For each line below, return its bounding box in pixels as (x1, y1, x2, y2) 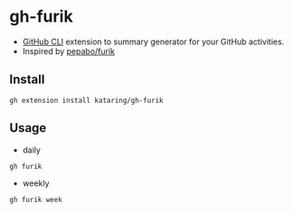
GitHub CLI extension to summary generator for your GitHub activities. (22, 36, 285, 47)
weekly (22, 178, 50, 189)
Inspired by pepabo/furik (22, 45, 116, 56)
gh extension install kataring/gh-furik (9, 96, 165, 105)
